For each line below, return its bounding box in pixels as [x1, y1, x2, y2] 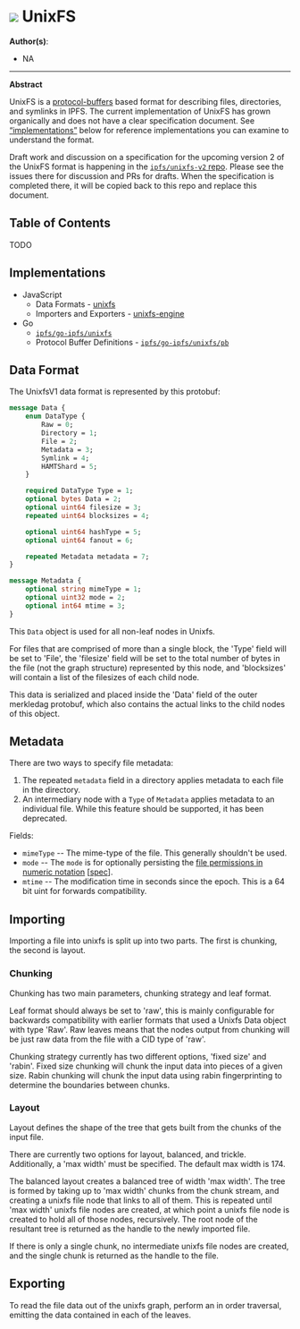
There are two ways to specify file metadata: [9, 758, 174, 769]
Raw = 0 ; [41, 421, 74, 430]
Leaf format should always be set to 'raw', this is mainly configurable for [9, 1005, 275, 1016]
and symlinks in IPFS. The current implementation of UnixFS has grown [9, 106, 271, 116]
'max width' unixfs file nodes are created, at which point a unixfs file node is [9, 1204, 290, 1214]
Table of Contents [9, 216, 112, 231]
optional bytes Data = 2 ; [25, 495, 122, 504]
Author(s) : [9, 36, 49, 47]
